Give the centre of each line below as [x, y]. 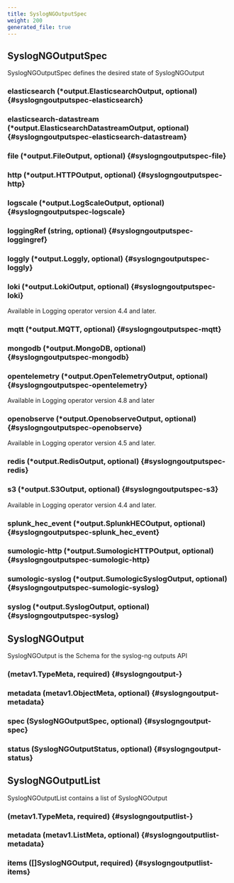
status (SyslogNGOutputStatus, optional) [80, 749]
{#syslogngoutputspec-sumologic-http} [79, 560]
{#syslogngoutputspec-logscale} [66, 211]
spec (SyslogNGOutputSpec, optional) [75, 721]
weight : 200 [25, 21]
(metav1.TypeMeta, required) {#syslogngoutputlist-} [100, 816]
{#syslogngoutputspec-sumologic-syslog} [83, 588]
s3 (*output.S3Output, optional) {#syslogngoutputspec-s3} [113, 489]
